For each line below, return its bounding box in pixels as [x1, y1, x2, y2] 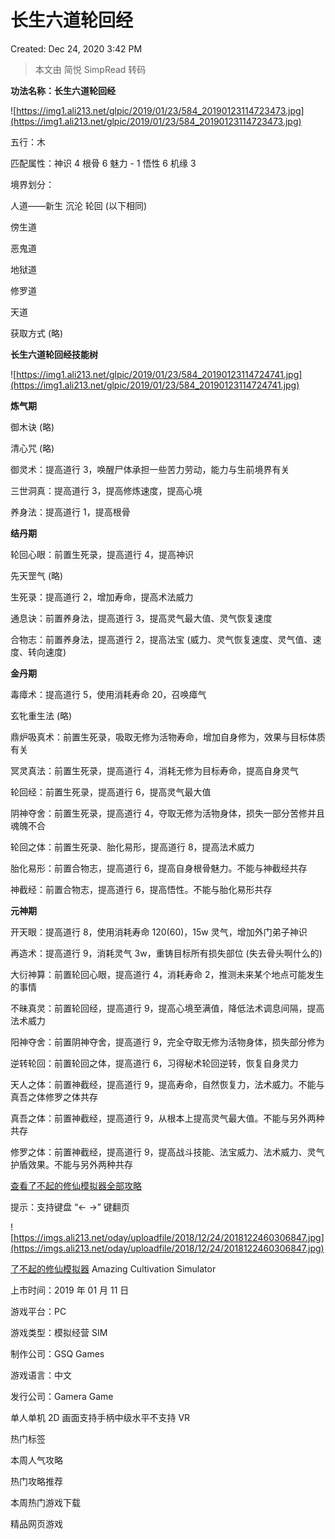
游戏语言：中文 [10, 1369, 72, 1381]
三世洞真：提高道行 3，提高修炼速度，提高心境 [10, 484, 203, 496]
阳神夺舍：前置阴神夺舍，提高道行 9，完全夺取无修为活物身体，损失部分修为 [10, 1036, 325, 1048]
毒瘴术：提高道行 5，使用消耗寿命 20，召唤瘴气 [10, 688, 207, 700]
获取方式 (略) [10, 327, 64, 339]
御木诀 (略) [10, 421, 55, 433]
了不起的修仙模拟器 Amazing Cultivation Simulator [10, 1262, 217, 1275]
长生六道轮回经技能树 [10, 348, 98, 360]
